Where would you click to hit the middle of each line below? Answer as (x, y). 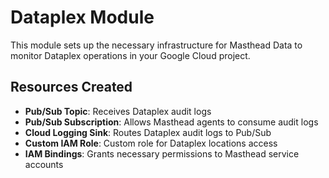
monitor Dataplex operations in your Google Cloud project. (130, 55)
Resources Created (71, 87)
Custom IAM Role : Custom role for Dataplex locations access (151, 143)
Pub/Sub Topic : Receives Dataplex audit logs (118, 111)
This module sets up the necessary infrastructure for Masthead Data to (156, 45)
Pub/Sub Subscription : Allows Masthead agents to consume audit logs (171, 122)
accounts (44, 164)
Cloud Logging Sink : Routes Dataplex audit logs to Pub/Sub (148, 132)
